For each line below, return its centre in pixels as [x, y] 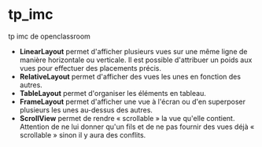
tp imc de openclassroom [49, 36]
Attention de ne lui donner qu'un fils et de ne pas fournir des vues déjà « [137, 127]
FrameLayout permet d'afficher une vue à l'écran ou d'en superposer [133, 101]
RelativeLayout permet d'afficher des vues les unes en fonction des [130, 76]
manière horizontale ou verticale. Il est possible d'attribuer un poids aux [136, 60]
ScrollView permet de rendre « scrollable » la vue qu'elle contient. [127, 118]
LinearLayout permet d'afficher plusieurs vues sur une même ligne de [133, 51]
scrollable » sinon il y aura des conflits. [83, 134]
